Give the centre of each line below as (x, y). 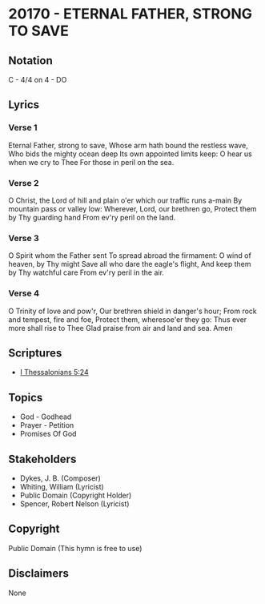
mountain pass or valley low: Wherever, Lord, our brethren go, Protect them (133, 208)
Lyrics (24, 105)
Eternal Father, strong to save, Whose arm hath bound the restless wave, (128, 145)
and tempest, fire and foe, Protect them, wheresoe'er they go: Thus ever (128, 319)
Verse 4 (24, 293)
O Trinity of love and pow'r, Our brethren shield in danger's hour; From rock (133, 311)
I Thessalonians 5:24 (54, 372)
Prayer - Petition (47, 425)
